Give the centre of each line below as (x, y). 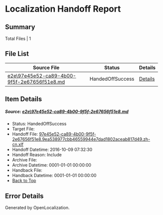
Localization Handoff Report (63, 9)
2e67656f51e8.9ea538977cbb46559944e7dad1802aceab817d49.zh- (81, 139)
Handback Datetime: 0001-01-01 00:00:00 (54, 176)
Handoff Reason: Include (37, 155)
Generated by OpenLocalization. (37, 207)
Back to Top (24, 180)
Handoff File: (25, 134)
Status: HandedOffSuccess (39, 124)
